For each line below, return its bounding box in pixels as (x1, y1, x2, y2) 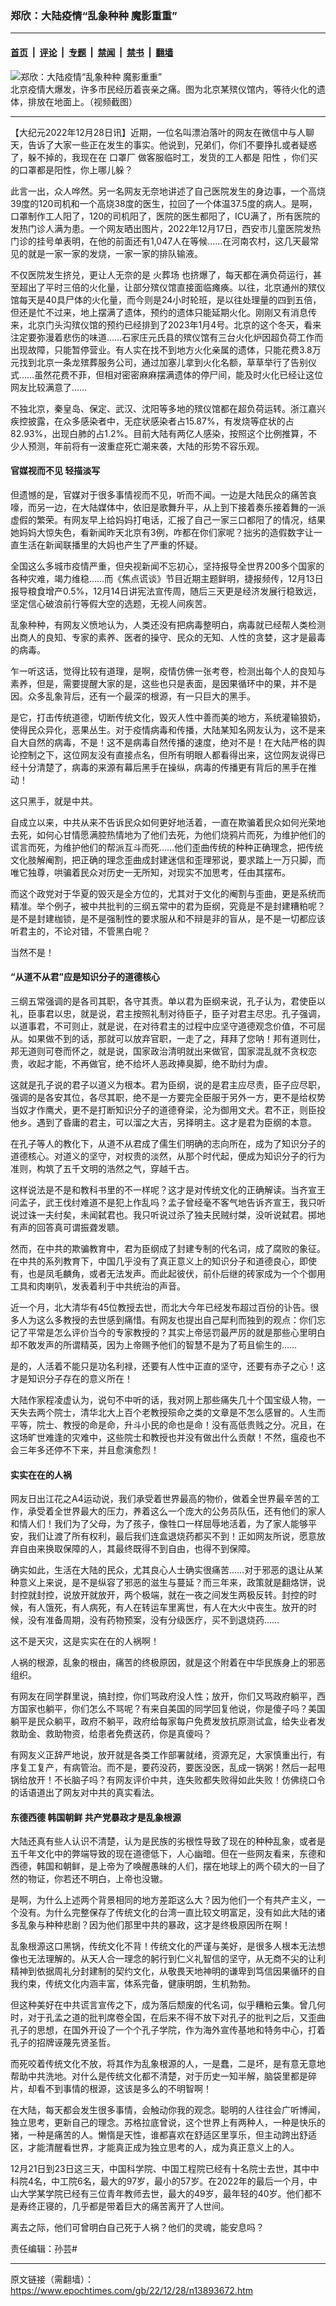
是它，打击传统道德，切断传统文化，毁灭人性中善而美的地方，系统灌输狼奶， (10, 711, 326, 723)
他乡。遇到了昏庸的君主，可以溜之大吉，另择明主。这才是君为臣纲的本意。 (10, 1116, 317, 1128)
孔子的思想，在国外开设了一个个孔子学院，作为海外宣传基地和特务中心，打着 (10, 2024, 326, 2036)
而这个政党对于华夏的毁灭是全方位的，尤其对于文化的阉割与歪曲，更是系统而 (10, 887, 326, 899)
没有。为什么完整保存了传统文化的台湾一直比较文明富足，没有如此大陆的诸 (18, 1907, 326, 1919)
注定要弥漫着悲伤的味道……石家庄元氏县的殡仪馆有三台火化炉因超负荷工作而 (10, 331, 324, 343)
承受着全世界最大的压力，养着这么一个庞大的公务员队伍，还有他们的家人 (27, 1505, 326, 1517)
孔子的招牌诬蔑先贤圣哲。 (10, 2037, 116, 2049)
